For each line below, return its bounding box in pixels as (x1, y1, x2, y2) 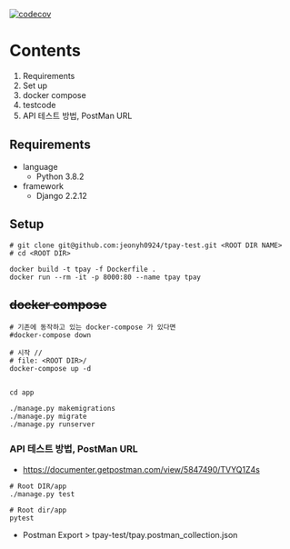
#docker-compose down (9, 331, 92, 340)
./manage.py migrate (9, 412, 88, 422)
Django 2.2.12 (35, 190, 88, 201)
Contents (9, 41, 82, 61)
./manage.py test (9, 489, 75, 499)
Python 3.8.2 (35, 171, 85, 182)
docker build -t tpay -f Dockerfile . (9, 265, 156, 274)
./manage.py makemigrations (9, 404, 116, 414)
